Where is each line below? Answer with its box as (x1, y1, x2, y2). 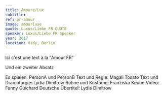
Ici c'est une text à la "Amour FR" (5, 54, 74, 60)
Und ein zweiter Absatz (5, 64, 54, 70)
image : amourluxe (5, 21, 42, 27)
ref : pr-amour (5, 17, 35, 22)
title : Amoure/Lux (5, 7, 44, 13)
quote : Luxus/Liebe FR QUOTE (5, 26, 67, 31)
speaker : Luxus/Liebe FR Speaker (5, 31, 76, 36)
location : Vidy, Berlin (5, 41, 56, 46)
